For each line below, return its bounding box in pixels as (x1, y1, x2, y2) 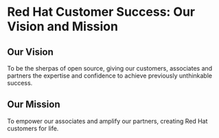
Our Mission (7, 99, 60, 111)
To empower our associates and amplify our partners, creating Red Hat (7, 117, 208, 125)
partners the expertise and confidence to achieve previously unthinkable (7, 71, 213, 80)
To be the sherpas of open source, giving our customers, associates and (7, 65, 213, 72)
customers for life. (7, 124, 59, 133)
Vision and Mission (7, 19, 119, 34)
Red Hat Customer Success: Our (7, 4, 196, 20)
